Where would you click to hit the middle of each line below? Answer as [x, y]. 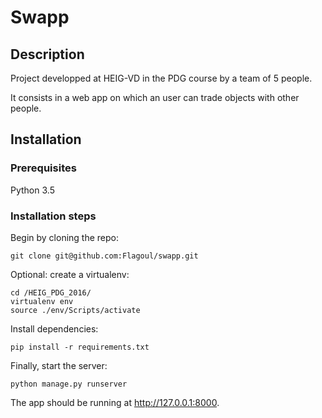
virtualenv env [42, 301]
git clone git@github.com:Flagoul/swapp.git [104, 256]
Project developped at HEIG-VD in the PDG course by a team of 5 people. [161, 78]
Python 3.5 [32, 190]
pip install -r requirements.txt [80, 347]
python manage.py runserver [69, 384]
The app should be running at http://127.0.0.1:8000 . [115, 402]
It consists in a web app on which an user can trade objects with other [155, 97]
